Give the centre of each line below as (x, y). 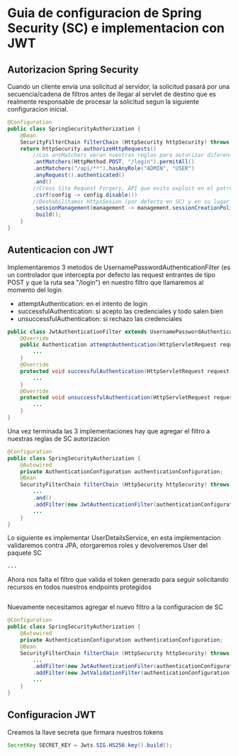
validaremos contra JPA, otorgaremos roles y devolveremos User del (108, 546)
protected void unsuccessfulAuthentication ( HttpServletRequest (115, 398)
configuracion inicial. (38, 109)
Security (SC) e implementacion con (116, 28)
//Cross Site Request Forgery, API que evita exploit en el (123, 188)
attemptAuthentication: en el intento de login (82, 303)
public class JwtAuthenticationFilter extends (77, 332)
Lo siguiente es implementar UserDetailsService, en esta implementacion (114, 538)
